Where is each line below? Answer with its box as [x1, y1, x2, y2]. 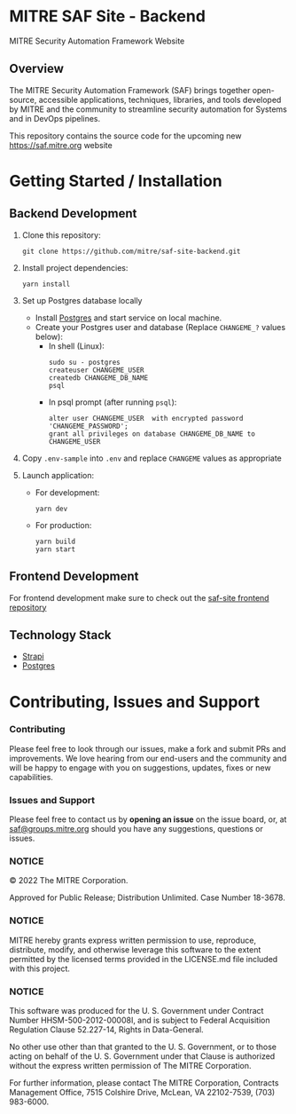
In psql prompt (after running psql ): [48, 397, 177, 407]
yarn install [21, 280, 71, 288]
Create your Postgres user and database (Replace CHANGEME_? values [35, 321, 286, 332]
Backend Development [9, 206, 137, 221]
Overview [9, 61, 65, 76]
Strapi [21, 651, 44, 662]
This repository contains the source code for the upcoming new [9, 130, 242, 141]
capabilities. [9, 771, 53, 782]
